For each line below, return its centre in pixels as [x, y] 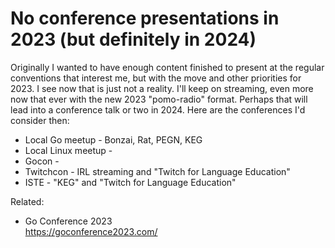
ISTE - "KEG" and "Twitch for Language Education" [130, 182]
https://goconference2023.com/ [91, 231]
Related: [27, 201]
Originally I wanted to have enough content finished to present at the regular [167, 67]
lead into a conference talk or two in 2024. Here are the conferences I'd [158, 109]
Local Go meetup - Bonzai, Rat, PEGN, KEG [113, 139]
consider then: [40, 120]
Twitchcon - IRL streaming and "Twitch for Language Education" [157, 171]
